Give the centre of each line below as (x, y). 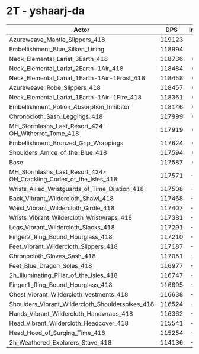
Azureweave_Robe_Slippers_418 (55, 87)
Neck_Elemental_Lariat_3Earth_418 (59, 59)
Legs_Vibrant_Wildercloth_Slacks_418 (62, 227)
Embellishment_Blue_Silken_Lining (57, 49)
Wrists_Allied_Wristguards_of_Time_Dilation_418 (76, 189)
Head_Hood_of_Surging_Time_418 (57, 333)
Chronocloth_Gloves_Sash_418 (52, 256)
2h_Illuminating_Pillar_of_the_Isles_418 (64, 275)
